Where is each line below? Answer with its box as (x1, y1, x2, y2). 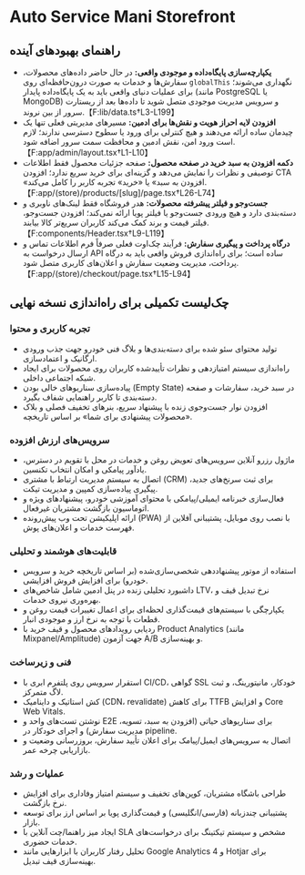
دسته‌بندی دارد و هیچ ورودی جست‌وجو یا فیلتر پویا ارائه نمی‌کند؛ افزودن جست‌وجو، (22, 208, 297, 218)
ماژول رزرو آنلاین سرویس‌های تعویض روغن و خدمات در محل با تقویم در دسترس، (22, 453, 296, 465)
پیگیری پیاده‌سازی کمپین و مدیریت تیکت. (22, 483, 158, 493)
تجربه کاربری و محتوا (9, 322, 91, 335)
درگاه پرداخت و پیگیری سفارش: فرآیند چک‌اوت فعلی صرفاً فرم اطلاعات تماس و (22, 239, 290, 249)
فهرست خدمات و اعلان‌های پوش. (22, 522, 135, 533)
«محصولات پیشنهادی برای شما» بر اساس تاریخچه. (22, 411, 193, 422)
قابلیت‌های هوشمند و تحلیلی (9, 544, 117, 557)
